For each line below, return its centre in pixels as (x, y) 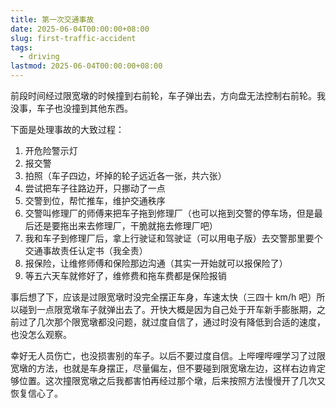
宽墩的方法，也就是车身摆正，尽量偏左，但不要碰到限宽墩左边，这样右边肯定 (168, 368)
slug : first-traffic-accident (73, 38)
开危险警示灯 (51, 150)
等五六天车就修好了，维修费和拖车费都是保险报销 (125, 275)
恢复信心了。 (36, 393)
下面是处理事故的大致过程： (67, 129)
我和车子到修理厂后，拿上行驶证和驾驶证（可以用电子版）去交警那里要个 (173, 238)
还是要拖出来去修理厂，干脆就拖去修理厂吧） (125, 225)
